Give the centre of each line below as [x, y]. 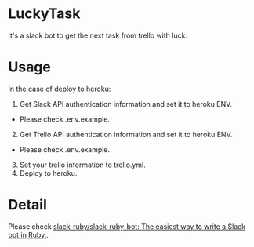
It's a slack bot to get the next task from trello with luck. [98, 35]
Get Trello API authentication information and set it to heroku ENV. [126, 134]
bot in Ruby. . [29, 234]
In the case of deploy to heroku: [60, 89]
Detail [27, 205]
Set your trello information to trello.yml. [83, 165]
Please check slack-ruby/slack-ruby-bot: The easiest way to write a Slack [127, 226]
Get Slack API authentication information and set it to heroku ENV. [126, 104]
